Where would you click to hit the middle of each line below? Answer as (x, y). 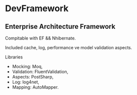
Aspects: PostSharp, (33, 77)
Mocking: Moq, (27, 66)
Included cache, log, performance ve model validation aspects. (68, 47)
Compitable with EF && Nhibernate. (40, 38)
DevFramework (37, 9)
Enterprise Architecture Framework (60, 27)
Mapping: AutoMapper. (35, 87)
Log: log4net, (26, 82)
